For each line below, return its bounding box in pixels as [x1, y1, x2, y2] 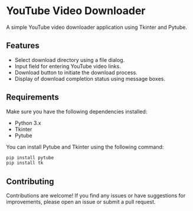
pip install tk [6, 160, 44, 166]
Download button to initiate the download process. [14, 69, 138, 76]
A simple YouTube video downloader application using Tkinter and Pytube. [6, 24, 188, 31]
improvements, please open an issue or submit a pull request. [6, 199, 156, 206]
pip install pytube [6, 154, 54, 160]
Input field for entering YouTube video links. [14, 62, 121, 70]
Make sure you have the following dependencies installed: [6, 108, 148, 115]
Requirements [6, 93, 59, 103]
